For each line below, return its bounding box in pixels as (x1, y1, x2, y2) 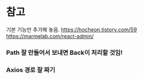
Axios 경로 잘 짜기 (6, 65, 56, 74)
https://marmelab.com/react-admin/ (6, 32, 94, 39)
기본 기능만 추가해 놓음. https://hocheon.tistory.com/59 (6, 26, 137, 33)
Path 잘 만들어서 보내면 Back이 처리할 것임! (6, 48, 123, 57)
